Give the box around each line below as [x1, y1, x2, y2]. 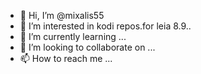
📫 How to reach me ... [19, 53, 113, 64]
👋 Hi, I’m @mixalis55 [19, 10, 105, 21]
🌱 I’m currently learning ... [19, 31, 127, 42]
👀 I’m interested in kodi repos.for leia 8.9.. [19, 20, 192, 32]
